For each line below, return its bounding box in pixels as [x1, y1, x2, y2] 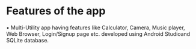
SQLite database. [6, 36, 49, 44]
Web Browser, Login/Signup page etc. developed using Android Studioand [6, 30, 191, 37]
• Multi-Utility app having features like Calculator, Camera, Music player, [6, 24, 185, 31]
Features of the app [6, 4, 106, 18]
